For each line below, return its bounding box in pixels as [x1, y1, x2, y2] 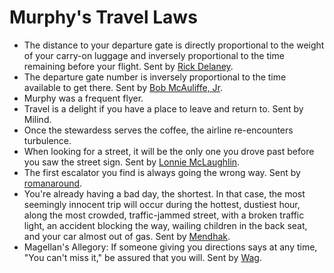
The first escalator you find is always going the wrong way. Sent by [23, 166, 301, 178]
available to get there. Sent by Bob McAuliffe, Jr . [23, 81, 224, 93]
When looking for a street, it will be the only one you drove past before [23, 145, 315, 157]
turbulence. [23, 134, 72, 146]
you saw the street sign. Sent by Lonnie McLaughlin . [23, 156, 241, 168]
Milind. [23, 113, 52, 125]
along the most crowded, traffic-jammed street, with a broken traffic [23, 209, 305, 221]
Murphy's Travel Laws [9, 6, 198, 29]
